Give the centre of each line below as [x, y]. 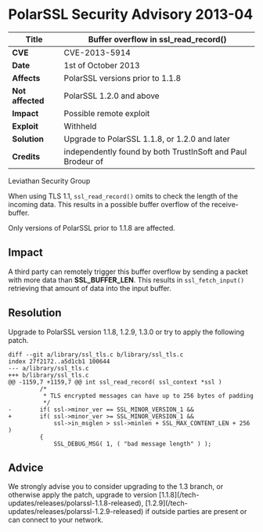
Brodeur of [84, 161]
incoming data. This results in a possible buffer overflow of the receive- [123, 204]
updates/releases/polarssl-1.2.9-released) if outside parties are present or [128, 512]
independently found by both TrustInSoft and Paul [155, 151]
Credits [26, 156]
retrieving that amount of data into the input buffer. [90, 288]
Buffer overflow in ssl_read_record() [157, 39]
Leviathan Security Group [49, 180]
